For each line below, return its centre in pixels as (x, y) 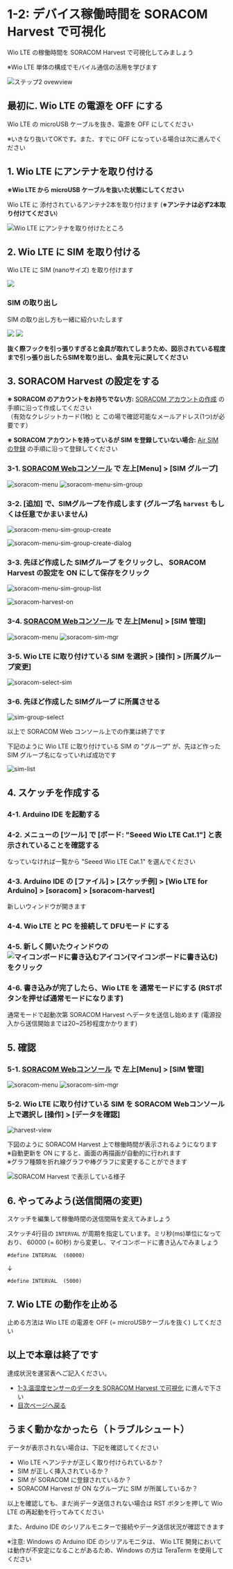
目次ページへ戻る (42, 1405)
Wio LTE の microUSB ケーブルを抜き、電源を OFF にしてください (101, 124)
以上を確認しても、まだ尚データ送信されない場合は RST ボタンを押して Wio (115, 1503)
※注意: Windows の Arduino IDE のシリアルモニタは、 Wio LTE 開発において (114, 1541)
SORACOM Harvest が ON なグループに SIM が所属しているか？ (107, 1488)
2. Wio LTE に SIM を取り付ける (74, 252)
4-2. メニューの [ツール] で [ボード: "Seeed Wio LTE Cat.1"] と (111, 835)
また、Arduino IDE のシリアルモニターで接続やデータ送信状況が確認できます (116, 1527)
